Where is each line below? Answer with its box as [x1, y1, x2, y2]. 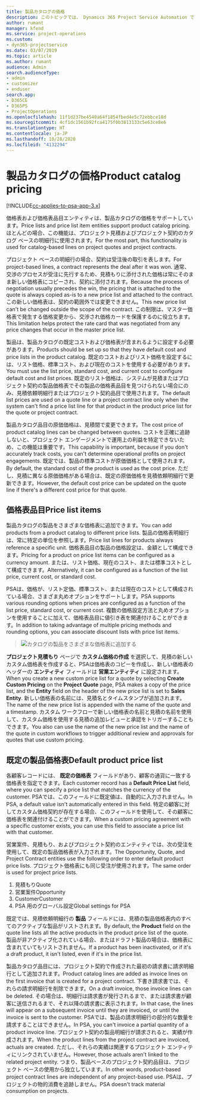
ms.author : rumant [6, 58, 52, 64]
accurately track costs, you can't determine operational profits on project [6, 450, 186, 457]
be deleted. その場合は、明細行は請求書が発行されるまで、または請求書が [6, 993, 186, 1000]
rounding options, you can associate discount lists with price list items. [6, 628, 180, 635]
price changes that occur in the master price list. [6, 326, 126, 333]
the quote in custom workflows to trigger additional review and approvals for [6, 730, 194, 737]
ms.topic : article [6, 53, 52, 59]
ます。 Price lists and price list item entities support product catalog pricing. [6, 222, 190, 229]
